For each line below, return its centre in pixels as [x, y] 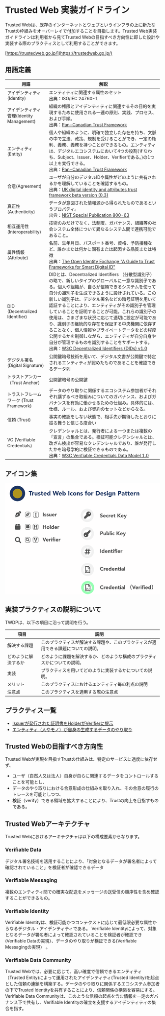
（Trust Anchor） [25, 383]
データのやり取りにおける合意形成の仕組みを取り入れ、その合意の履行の [85, 788]
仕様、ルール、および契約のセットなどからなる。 [98, 409]
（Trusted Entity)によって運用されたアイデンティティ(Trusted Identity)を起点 [82, 977]
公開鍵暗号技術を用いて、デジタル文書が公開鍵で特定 [102, 356]
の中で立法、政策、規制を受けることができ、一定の [100, 138]
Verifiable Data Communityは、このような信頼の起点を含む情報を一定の [77, 996]
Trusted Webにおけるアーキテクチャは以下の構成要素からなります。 [74, 837]
